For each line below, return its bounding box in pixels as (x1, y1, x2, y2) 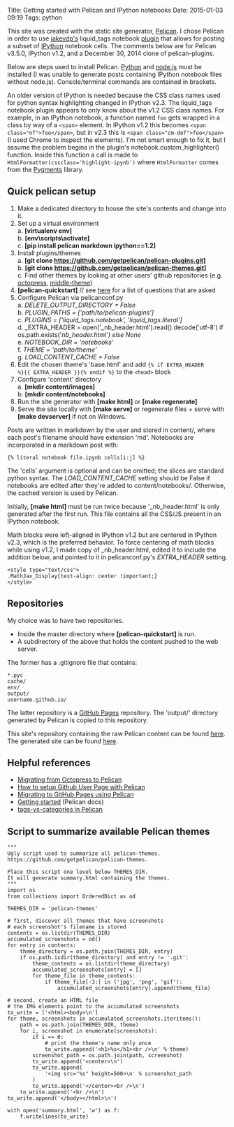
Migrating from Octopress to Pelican (17, 775, 122, 784)
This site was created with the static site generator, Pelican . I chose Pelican (7, 27, 224, 35)
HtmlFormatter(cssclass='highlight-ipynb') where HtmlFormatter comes (7, 158, 219, 166)
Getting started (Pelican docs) (17, 798, 104, 806)
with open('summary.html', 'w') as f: (7, 1107, 120, 1114)
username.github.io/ (7, 696, 68, 703)
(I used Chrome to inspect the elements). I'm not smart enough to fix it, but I (7, 136, 226, 144)
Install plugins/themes (17, 248, 82, 257)
